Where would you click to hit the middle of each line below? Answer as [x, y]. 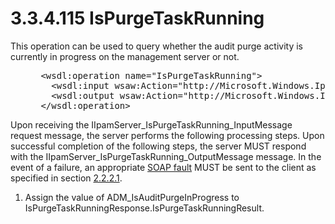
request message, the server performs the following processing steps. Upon [167, 135]
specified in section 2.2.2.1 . [66, 178]
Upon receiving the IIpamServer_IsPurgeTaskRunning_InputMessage [151, 124]
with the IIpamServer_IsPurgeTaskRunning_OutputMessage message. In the [166, 156]
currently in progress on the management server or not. [125, 56]
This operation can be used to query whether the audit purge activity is [156, 46]
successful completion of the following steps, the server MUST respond [158, 146]
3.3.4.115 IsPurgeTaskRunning [137, 18]
